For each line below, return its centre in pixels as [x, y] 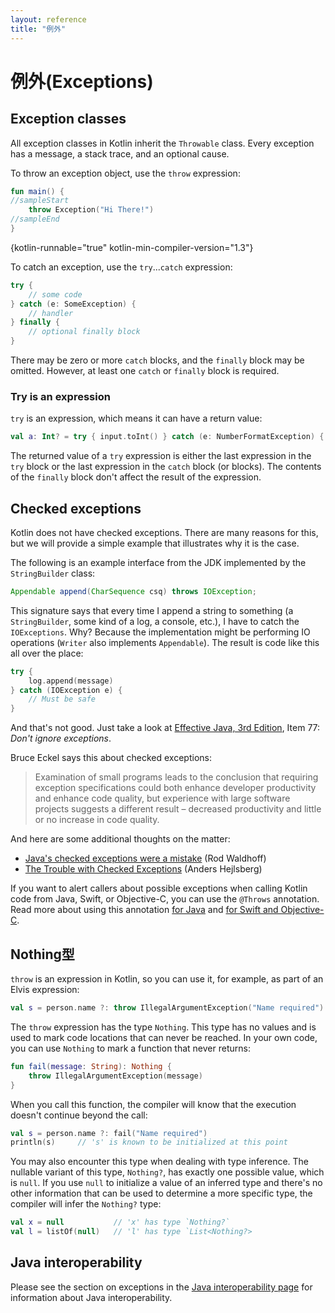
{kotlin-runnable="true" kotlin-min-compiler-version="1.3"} [132, 247]
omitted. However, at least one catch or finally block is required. [145, 370]
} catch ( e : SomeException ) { [73, 304]
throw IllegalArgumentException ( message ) [115, 1076]
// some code [55, 294]
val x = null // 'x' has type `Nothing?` [120, 1222]
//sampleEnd [35, 219]
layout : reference [48, 19]
